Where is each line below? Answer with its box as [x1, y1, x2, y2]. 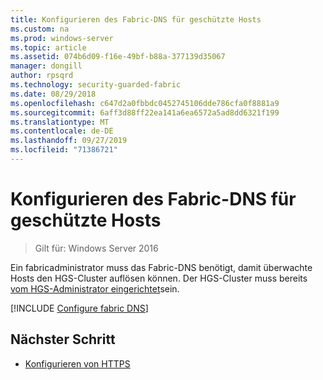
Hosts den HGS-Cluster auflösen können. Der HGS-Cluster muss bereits [10, 272, 308, 284]
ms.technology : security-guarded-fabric [10, 80, 182, 90]
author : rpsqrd [10, 71, 74, 81]
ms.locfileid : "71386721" [10, 145, 118, 155]
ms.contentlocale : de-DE [10, 126, 114, 136]
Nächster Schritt [10, 331, 116, 348]
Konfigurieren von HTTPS [24, 357, 131, 370]
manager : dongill [10, 61, 83, 71]
